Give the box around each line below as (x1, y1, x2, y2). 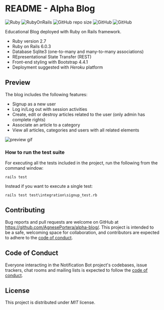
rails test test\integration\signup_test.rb (5, 193, 97, 198)
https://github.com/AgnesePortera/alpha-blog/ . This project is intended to (5, 224, 154, 230)
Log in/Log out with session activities (12, 106, 87, 112)
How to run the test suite (5, 149, 65, 155)
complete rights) (12, 116, 46, 123)
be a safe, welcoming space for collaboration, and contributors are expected (5, 229, 160, 235)
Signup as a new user (12, 101, 56, 107)
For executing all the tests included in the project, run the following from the (5, 160, 158, 166)
